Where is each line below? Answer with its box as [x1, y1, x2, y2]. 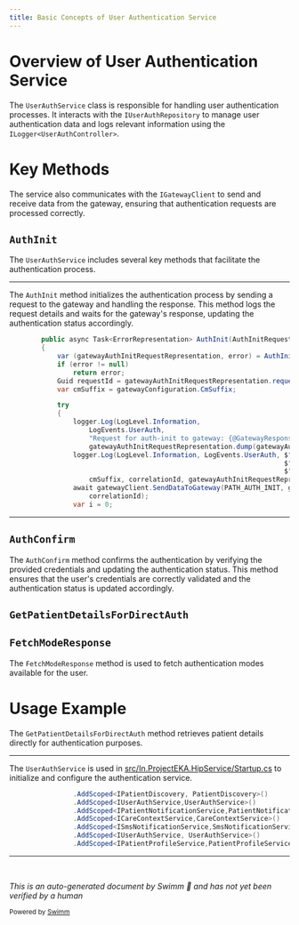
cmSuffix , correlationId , [88, 475, 185, 485]
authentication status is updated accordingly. [9, 583, 175, 593]
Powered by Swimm [9, 907, 70, 916]
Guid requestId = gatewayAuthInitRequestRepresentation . [56, 376, 273, 385]
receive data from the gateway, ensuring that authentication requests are [9, 197, 277, 209]
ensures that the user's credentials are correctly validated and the [9, 573, 251, 583]
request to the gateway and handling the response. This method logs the [9, 299, 276, 310]
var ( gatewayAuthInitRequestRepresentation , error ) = [56, 352, 261, 361]
